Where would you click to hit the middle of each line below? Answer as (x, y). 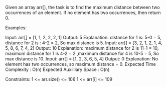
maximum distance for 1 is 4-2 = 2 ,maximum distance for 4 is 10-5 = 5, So (82, 53)
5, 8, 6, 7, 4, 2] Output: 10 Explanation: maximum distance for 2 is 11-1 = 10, (82, 48)
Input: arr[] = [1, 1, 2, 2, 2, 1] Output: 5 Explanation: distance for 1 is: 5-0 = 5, (83, 37)
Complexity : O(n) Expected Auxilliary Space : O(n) (57, 69)
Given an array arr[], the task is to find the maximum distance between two (82, 7)
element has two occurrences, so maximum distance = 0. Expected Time (81, 64)
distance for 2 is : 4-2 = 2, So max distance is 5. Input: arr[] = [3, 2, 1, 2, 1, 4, (84, 43)
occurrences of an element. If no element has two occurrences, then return (83, 13)
